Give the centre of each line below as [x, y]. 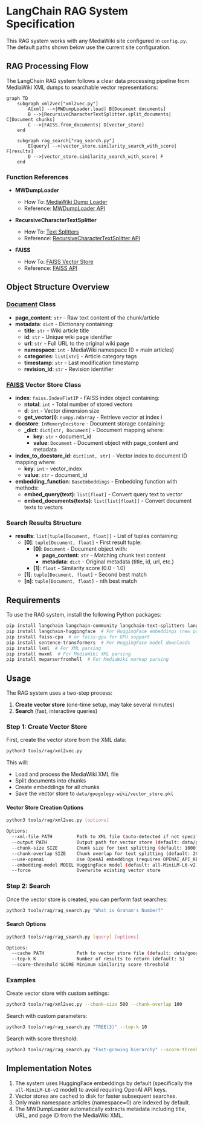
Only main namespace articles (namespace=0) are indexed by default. [102, 1102]
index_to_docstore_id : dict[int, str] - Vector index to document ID [101, 456]
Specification [41, 24]
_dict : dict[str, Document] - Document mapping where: [94, 430]
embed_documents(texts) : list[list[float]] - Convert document [108, 501]
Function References [37, 177]
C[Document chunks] [31, 119]
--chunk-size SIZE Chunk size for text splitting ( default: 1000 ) [105, 848]
